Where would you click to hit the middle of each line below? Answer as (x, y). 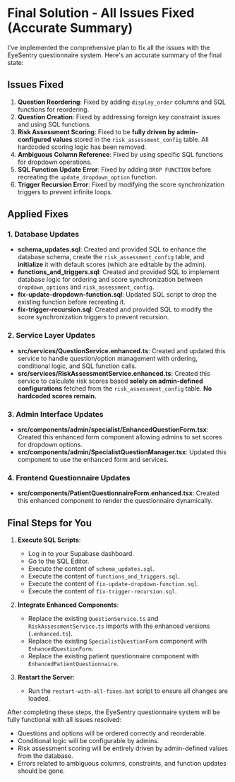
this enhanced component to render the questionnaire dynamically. (115, 501)
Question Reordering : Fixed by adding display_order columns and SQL (121, 102)
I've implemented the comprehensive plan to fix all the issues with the (109, 47)
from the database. (45, 756)
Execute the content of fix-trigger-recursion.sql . (102, 591)
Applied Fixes (38, 214)
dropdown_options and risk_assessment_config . (86, 287)
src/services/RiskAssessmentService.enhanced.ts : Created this (114, 373)
